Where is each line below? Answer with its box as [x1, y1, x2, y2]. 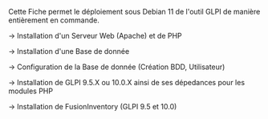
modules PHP [8, 86, 54, 96]
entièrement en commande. [8, 15, 100, 25]
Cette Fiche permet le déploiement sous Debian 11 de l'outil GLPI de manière [8, 7, 261, 16]
